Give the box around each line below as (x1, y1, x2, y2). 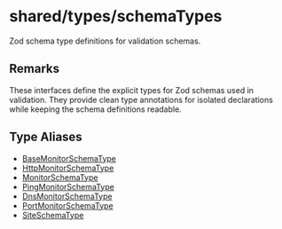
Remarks (9, 61, 60, 76)
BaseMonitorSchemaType (21, 153, 117, 163)
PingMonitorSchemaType (21, 181, 115, 192)
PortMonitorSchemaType (21, 200, 114, 210)
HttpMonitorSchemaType (21, 162, 114, 173)
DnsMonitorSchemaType (21, 191, 113, 201)
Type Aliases (9, 130, 82, 145)
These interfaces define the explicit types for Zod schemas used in (9, 84, 255, 95)
